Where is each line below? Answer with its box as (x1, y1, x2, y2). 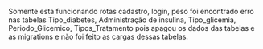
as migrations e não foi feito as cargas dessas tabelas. (8, 32, 189, 41)
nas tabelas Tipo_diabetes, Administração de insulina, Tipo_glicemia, (8, 15, 236, 24)
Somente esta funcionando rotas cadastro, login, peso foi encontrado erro (8, 7, 255, 16)
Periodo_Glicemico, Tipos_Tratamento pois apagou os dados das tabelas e (8, 24, 255, 32)
